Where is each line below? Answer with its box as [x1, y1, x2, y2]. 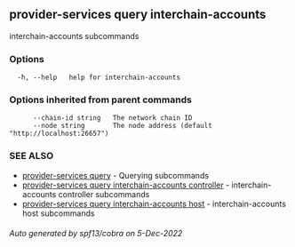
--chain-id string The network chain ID [32, 114, 193, 123]
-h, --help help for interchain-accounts [17, 73, 180, 83]
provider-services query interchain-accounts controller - [21, 179, 230, 190]
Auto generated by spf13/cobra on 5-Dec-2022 [9, 228, 183, 239]
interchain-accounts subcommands [9, 30, 140, 41]
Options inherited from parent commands [9, 93, 193, 106]
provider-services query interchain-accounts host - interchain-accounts [21, 198, 287, 209]
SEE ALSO [9, 150, 54, 163]
